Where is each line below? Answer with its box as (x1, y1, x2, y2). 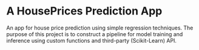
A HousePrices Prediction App (6, 4, 163, 18)
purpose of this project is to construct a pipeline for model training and (6, 30, 183, 37)
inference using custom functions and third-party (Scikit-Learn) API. (6, 37, 177, 44)
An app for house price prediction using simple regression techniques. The (6, 24, 194, 31)
